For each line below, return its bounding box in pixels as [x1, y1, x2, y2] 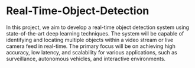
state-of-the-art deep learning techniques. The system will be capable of [6, 30, 184, 37]
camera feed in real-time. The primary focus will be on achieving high [6, 43, 175, 50]
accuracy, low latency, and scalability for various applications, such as [6, 48, 177, 56]
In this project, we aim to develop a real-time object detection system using [6, 24, 190, 31]
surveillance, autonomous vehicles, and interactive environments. [6, 55, 166, 62]
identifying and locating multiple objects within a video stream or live [6, 36, 174, 43]
